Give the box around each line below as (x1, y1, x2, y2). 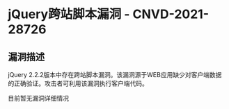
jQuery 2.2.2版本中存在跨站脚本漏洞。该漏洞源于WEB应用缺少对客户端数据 (8, 71, 222, 78)
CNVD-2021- (132, 6, 210, 22)
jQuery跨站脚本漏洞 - (8, 6, 130, 22)
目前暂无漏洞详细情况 (8, 94, 69, 102)
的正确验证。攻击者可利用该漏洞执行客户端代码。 (8, 79, 148, 87)
